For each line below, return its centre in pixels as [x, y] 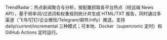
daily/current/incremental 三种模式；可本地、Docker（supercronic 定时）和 [84, 26]
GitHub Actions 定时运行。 [33, 32]
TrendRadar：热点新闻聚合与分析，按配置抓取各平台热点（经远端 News [79, 7]
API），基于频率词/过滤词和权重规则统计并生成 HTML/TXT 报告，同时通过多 [83, 13]
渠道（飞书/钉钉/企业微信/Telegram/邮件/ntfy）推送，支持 [65, 20]
